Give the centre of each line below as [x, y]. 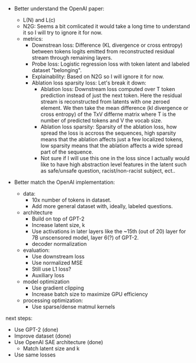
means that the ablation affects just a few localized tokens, [112, 139]
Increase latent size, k [58, 225]
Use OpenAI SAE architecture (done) [59, 342]
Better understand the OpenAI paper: [59, 9]
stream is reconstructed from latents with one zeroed [105, 102]
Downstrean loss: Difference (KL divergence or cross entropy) [107, 45]
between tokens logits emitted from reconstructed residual [103, 51]
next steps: [19, 318]
